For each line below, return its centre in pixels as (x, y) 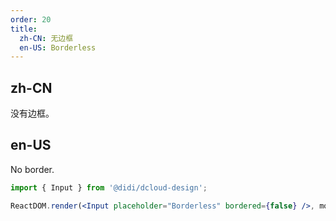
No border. (32, 169)
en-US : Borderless (58, 47)
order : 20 (31, 19)
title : (24, 29)
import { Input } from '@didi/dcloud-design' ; (109, 187)
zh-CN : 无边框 (46, 38)
